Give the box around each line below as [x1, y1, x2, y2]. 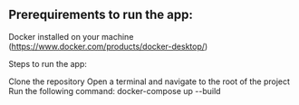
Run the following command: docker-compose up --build [8, 85, 221, 96]
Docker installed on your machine [8, 31, 134, 42]
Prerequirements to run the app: [8, 7, 194, 23]
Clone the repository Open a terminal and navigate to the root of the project [8, 76, 291, 87]
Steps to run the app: [8, 58, 88, 69]
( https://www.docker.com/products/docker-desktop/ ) [8, 41, 208, 52]
